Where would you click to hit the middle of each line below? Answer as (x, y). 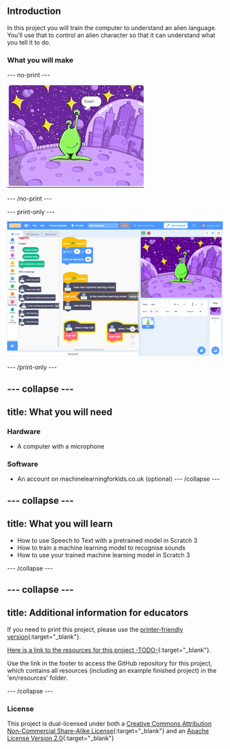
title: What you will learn (60, 524)
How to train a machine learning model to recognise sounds (101, 548)
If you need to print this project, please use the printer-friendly (95, 629)
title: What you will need (60, 412)
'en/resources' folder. (38, 678)
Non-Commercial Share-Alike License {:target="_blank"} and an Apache (108, 731)
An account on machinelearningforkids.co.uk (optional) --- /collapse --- (118, 479)
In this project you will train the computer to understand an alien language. (112, 27)
